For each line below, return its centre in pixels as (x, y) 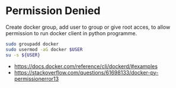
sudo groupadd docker (32, 44)
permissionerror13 (36, 79)
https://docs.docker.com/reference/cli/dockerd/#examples (86, 66)
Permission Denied (53, 11)
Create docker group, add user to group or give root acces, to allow (88, 27)
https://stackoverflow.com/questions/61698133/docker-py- (86, 72)
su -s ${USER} (23, 55)
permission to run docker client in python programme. (71, 33)
